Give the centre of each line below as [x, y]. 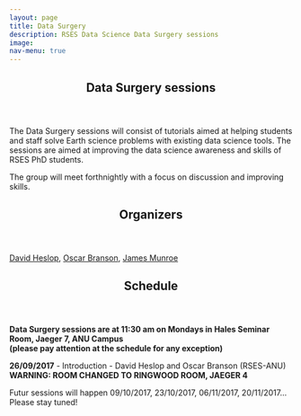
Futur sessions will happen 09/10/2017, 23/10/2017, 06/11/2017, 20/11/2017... [148, 393]
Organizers [151, 214]
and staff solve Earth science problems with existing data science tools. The [150, 140]
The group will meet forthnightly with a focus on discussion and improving [147, 177]
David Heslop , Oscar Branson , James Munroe [94, 258]
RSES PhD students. [46, 159]
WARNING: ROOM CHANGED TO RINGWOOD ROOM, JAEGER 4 [129, 376]
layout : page [34, 18]
